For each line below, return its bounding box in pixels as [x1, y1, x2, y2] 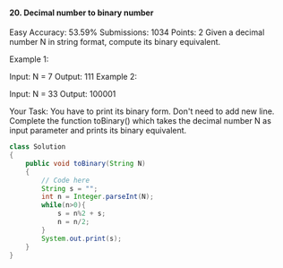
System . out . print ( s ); [41, 234, 123, 243]
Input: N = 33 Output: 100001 [9, 89, 116, 99]
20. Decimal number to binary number [9, 7, 154, 18]
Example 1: [9, 54, 49, 65]
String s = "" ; [41, 184, 99, 193]
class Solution [9, 143, 66, 151]
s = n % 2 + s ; [56, 209, 106, 219]
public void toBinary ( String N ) [25, 159, 146, 168]
